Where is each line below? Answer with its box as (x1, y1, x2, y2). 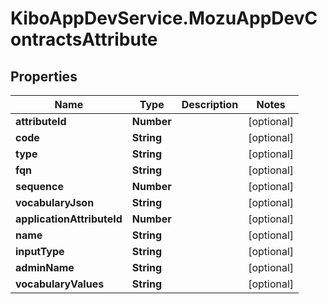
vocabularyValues (15, 277, 105, 291)
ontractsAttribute (10, 28, 158, 51)
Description (181, 98, 239, 111)
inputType (15, 245, 65, 258)
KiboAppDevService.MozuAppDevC (10, 7, 318, 30)
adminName (15, 261, 75, 274)
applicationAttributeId (15, 212, 123, 226)
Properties (10, 68, 78, 85)
